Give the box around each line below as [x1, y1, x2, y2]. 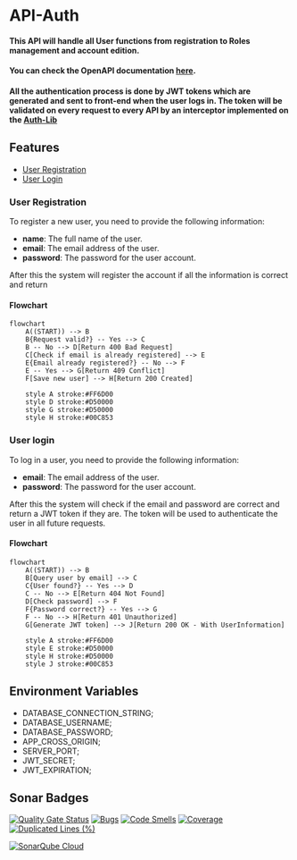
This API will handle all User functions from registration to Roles [9, 35, 251, 46]
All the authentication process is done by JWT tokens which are [9, 86, 252, 97]
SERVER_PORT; [21, 746, 80, 756]
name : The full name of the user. [21, 233, 143, 244]
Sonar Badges [9, 790, 89, 805]
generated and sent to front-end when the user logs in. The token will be [9, 95, 283, 105]
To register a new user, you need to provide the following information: [9, 216, 265, 227]
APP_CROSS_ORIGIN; [21, 736, 101, 746]
